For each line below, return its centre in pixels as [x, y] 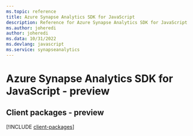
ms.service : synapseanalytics [43, 50]
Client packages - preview [55, 113]
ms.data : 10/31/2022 [31, 39]
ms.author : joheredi [31, 28]
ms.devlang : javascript [35, 45]
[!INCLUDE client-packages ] [40, 127]
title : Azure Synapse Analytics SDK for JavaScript [70, 17]
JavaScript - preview [58, 91]
